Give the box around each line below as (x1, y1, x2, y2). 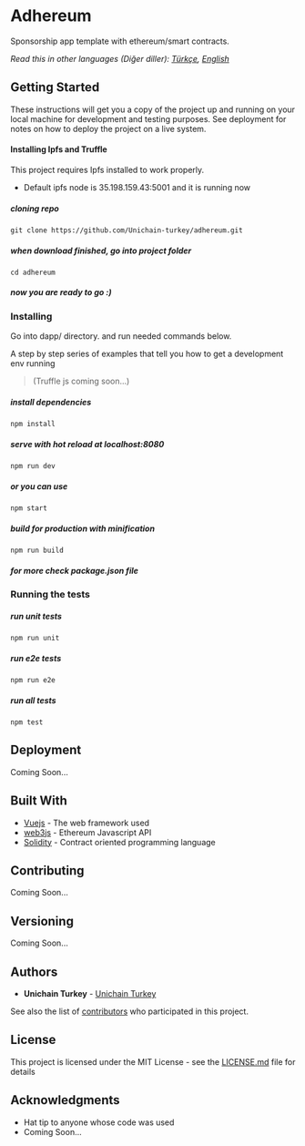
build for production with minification (10, 523, 156, 534)
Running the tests (10, 588, 90, 601)
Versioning (10, 913, 74, 929)
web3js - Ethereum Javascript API (23, 826, 152, 838)
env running (10, 358, 56, 369)
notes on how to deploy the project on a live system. (10, 123, 207, 134)
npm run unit (10, 634, 60, 643)
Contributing (10, 863, 85, 878)
